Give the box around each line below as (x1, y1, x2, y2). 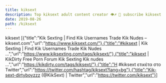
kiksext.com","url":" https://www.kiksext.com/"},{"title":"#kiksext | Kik (5, 40, 148, 46)
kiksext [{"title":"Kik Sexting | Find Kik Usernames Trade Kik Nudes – (5, 35, 147, 41)
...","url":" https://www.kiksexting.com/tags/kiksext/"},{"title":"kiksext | (5, 51, 149, 57)
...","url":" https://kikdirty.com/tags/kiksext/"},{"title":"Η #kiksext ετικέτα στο (5, 61, 161, 67)
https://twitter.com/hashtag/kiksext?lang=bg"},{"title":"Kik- (34, 67, 156, 73)
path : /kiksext (5, 21, 37, 26)
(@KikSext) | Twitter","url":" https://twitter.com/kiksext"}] (41, 72, 158, 78)
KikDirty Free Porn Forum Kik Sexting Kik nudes (5, 56, 103, 62)
